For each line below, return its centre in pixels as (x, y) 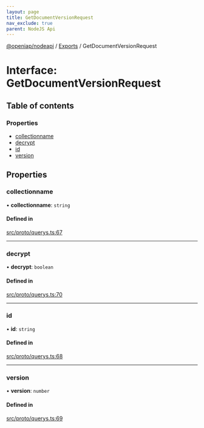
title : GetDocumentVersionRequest (50, 18)
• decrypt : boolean (30, 267)
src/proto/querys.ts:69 (35, 418)
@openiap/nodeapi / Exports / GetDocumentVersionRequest (82, 46)
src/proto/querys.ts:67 (34, 232)
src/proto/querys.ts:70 (34, 294)
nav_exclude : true (29, 23)
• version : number (28, 391)
